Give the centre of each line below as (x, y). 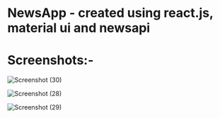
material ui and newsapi (79, 28)
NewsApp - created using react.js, (110, 13)
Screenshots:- (51, 60)
